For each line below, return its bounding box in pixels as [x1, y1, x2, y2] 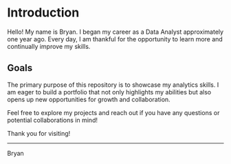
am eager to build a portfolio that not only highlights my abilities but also [7, 88, 212, 96]
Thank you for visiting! [7, 129, 71, 137]
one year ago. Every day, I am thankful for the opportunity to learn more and [7, 34, 223, 43]
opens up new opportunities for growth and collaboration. [7, 95, 170, 103]
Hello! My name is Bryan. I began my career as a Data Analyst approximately [7, 28, 224, 36]
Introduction [7, 5, 80, 21]
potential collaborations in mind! [7, 116, 98, 124]
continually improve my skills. [7, 42, 91, 50]
